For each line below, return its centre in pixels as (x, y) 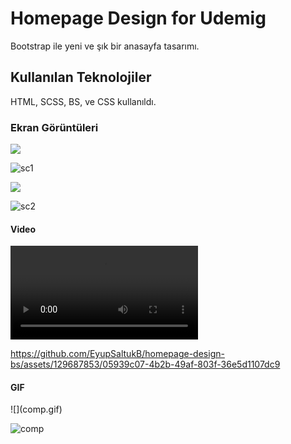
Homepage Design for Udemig (138, 18)
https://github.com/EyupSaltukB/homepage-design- (117, 354)
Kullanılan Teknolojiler (81, 77)
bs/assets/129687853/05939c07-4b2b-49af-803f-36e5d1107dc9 (145, 364)
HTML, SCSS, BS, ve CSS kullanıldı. (83, 101)
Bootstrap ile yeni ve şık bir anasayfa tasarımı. (105, 46)
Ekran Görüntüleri (54, 127)
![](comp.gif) (36, 409)
